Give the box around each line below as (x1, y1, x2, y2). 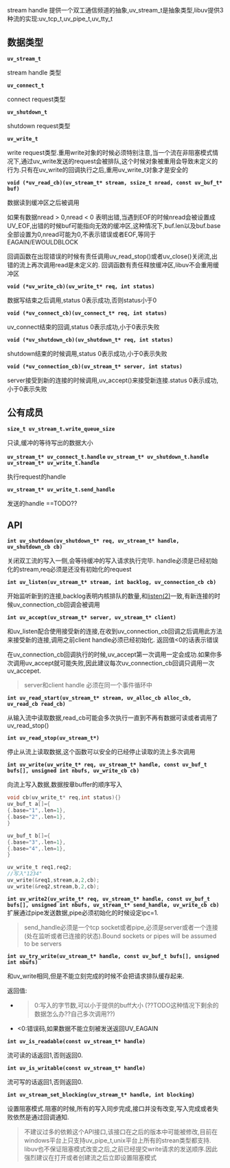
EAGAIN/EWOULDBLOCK (7, 238, 79, 246)
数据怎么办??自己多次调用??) (34, 1010, 115, 1018)
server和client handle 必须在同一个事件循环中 (23, 681, 153, 689)
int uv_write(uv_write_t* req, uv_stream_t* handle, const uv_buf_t (7, 762, 207, 769)
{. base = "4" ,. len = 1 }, (7, 845, 67, 852)
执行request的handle (7, 472, 67, 481)
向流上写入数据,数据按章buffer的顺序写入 (7, 780, 122, 789)
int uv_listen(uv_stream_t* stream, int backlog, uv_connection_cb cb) (7, 579, 216, 586)
